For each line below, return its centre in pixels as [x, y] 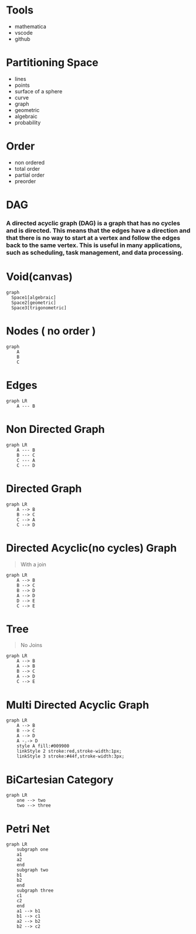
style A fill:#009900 [43, 746]
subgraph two [33, 870]
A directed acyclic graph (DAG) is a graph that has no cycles [93, 223]
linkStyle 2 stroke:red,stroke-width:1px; [69, 752]
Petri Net [28, 829]
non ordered [30, 163]
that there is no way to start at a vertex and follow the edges [93, 238]
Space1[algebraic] [34, 297]
